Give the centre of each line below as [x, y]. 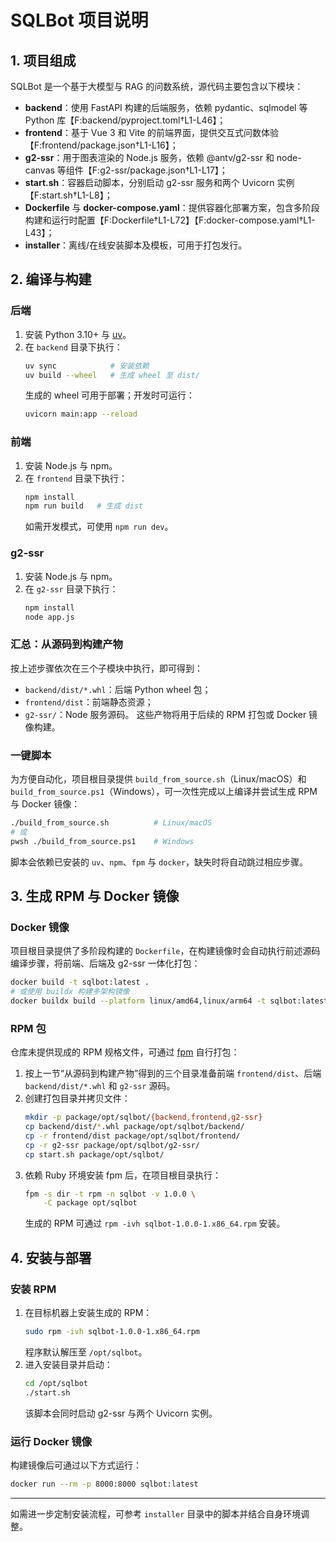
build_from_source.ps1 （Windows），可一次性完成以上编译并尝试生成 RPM [164, 791]
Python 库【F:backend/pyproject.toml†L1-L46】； [125, 120]
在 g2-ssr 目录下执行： [71, 588]
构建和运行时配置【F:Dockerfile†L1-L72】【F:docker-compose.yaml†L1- [170, 220]
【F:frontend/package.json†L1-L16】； [101, 145]
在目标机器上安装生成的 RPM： [88, 1313]
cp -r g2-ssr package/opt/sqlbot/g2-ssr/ [112, 1145]
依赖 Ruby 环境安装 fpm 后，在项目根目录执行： [123, 1175]
